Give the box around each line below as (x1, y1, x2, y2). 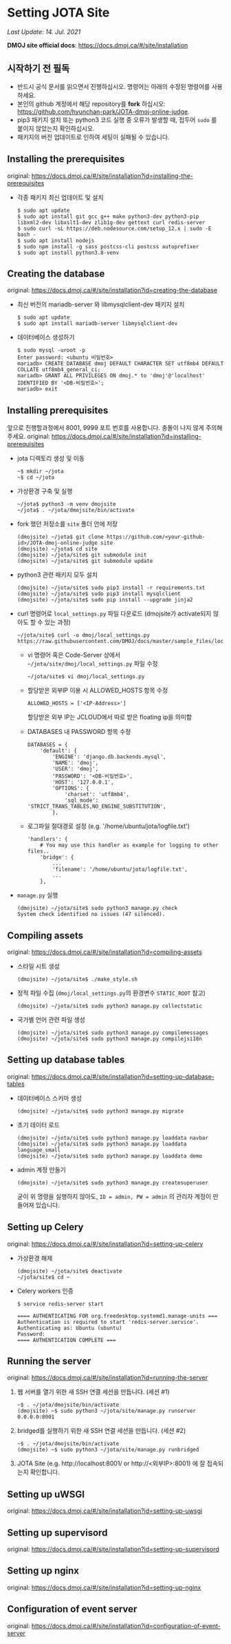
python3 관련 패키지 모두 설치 (16, 571, 98, 579)
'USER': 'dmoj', (52, 766, 99, 773)
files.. (27, 848, 49, 855)
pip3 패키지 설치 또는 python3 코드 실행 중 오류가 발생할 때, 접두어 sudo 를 (16, 115, 217, 123)
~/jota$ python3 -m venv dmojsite (16, 501, 116, 508)
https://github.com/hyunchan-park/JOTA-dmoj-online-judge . (16, 107, 190, 115)
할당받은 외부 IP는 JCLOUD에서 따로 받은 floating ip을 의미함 (27, 713, 192, 722)
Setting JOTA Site (7, 5, 110, 21)
